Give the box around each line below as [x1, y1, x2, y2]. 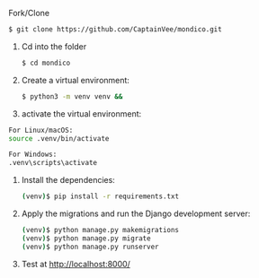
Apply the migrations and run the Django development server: [21, 208, 251, 219]
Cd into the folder [21, 40, 87, 52]
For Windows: [8, 150, 58, 160]
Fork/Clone [8, 8, 50, 18]
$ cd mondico [21, 58, 71, 67]
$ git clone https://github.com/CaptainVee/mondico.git [8, 25, 222, 34]
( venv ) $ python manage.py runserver [21, 242, 159, 251]
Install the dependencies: [21, 175, 116, 186]
